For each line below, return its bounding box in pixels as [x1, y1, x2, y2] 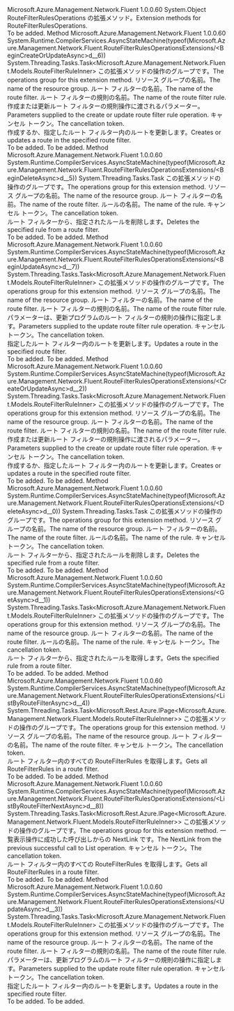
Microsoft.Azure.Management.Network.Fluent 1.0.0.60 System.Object [7, 6, 207, 13]
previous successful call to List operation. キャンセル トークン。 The [7, 844, 202, 852]
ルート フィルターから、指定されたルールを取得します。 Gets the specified [7, 654, 219, 662]
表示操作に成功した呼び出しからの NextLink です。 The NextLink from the [13, 835, 221, 843]
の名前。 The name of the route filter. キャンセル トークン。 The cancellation [7, 741, 224, 749]
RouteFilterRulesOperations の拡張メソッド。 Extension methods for [7, 14, 201, 22]
